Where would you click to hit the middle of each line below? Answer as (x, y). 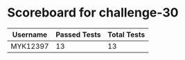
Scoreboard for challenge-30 (93, 13)
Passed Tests (78, 34)
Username (30, 34)
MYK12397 (30, 46)
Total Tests (126, 34)
